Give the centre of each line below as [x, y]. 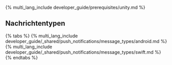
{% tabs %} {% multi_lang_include [42, 36]
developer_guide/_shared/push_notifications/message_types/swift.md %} [83, 52]
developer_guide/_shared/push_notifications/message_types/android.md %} [86, 41]
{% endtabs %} [22, 57]
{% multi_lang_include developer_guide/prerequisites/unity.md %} [75, 7]
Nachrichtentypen [35, 23]
